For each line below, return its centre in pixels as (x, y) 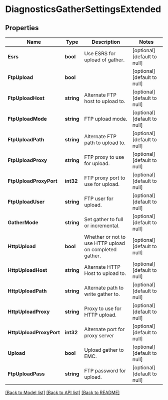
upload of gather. (104, 60)
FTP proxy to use (104, 157)
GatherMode (23, 222)
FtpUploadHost (26, 98)
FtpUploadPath (26, 139)
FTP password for (105, 371)
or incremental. (102, 226)
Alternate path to (104, 288)
